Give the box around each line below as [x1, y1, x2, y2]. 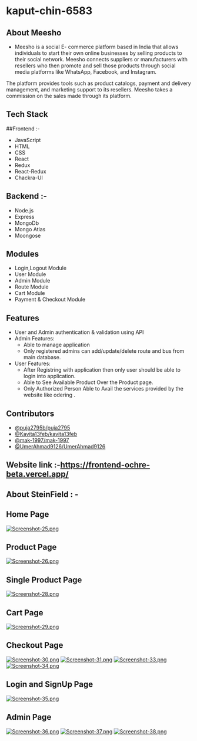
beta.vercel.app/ [6, 469, 69, 479]
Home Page [6, 509, 49, 520]
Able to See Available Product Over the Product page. [23, 379, 153, 386]
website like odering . [23, 391, 75, 399]
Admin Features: [14, 335, 55, 342]
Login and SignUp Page [6, 680, 93, 690]
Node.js [14, 206, 34, 214]
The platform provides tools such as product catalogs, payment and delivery [6, 80, 191, 87]
